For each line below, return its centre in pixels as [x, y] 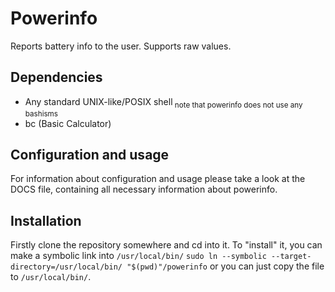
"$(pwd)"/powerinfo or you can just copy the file [225, 266]
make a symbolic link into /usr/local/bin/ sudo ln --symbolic [138, 256]
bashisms [41, 113]
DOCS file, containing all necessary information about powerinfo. [144, 189]
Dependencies [56, 77]
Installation [46, 220]
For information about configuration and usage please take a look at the [158, 179]
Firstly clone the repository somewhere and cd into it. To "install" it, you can [166, 245]
